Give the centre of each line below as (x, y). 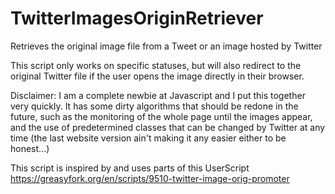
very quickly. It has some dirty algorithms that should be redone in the (154, 106)
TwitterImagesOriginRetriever (137, 18)
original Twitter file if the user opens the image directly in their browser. (157, 76)
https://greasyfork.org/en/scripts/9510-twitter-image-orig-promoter (150, 178)
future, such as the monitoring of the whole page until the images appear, (161, 116)
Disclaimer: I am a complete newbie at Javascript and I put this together (158, 95)
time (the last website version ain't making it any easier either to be (148, 138)
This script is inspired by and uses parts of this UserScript (130, 168)
